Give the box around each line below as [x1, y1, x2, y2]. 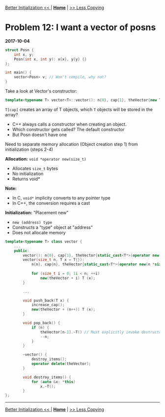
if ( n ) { [31, 325, 50, 330]
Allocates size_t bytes [12, 165, 58, 171]
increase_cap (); [31, 303, 65, 307]
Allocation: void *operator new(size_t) [5, 156, 87, 162]
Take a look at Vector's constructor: [5, 88, 78, 94]
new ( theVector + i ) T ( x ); [40, 276, 96, 280]
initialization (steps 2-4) [5, 146, 53, 152]
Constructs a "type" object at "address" [12, 224, 93, 230]
